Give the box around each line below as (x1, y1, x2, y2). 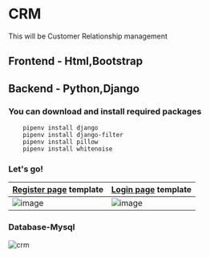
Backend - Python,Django (8, 82, 140, 95)
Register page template (12, 184, 104, 195)
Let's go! (8, 163, 44, 175)
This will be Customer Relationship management (8, 31, 168, 41)
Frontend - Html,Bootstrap (8, 54, 143, 68)
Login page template (111, 184, 192, 195)
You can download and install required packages (8, 106, 202, 117)
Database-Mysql (8, 222, 75, 233)
